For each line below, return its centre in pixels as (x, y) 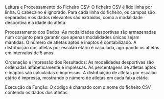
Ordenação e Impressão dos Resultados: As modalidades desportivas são (80, 62)
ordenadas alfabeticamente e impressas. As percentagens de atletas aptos (81, 67)
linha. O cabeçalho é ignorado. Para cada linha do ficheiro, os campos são (80, 12)
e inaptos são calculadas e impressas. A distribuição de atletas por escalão (81, 72)
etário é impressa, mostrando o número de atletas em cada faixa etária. (77, 78)
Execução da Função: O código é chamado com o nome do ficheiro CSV (78, 87)
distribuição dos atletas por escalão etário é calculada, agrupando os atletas (82, 48)
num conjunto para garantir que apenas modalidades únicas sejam (72, 37)
